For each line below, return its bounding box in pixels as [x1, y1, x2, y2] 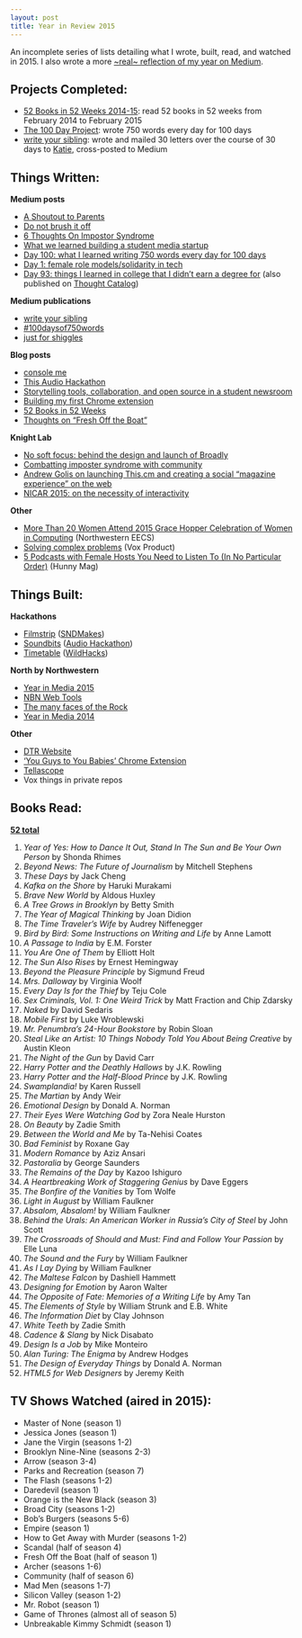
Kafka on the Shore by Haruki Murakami [22, 880, 172, 891]
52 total [10, 824, 40, 835]
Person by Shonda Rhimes [22, 851, 121, 862]
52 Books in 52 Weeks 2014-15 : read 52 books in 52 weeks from [22, 105, 262, 117]
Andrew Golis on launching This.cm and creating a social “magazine [22, 469, 276, 479]
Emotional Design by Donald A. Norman [22, 1099, 171, 1111]
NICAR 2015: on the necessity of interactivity [22, 488, 190, 499]
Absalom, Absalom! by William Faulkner [22, 1204, 171, 1215]
